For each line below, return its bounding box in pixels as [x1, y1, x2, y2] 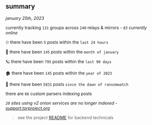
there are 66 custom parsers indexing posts [5, 91, 92, 96]
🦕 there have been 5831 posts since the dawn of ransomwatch [5, 81, 129, 87]
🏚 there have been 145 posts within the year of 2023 [5, 70, 112, 76]
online [5, 30, 18, 35]
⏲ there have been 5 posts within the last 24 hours [5, 39, 109, 45]
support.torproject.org [5, 105, 50, 111]
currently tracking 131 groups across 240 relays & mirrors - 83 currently [5, 25, 147, 31]
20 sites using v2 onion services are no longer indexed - [5, 100, 118, 106]
